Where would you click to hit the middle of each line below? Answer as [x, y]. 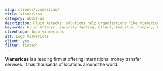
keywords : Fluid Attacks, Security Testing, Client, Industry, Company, [80, 28]
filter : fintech [21, 45]
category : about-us [25, 18]
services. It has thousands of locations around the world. [62, 64]
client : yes [17, 41]
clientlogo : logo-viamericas [34, 32]
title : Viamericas [24, 14]
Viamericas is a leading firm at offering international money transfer [73, 59]
